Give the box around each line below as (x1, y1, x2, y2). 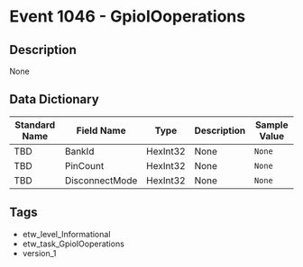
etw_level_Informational (22, 228, 111, 239)
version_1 (22, 247, 57, 258)
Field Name (76, 124, 126, 137)
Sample (255, 119, 289, 131)
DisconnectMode (64, 174, 138, 186)
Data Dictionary (9, 92, 99, 107)
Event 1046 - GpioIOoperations (9, 6, 246, 27)
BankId (64, 145, 95, 157)
